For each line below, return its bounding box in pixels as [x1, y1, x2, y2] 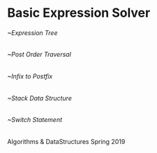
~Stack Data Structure [7, 93, 72, 102]
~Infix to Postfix [7, 72, 53, 80]
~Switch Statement [7, 116, 63, 124]
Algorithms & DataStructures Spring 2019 [7, 137, 126, 145]
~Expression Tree [7, 28, 58, 36]
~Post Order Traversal [7, 51, 72, 59]
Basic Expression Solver [7, 5, 151, 21]
